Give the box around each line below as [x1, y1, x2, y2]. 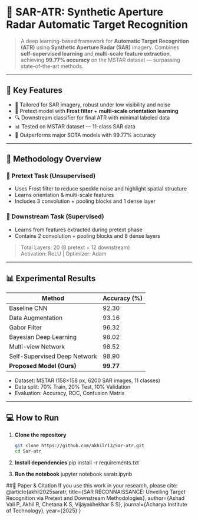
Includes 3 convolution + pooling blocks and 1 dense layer [14, 198, 156, 205]
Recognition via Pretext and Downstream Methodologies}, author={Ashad [6, 495, 185, 502]
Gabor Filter [9, 323, 42, 331]
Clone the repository [14, 431, 67, 438]
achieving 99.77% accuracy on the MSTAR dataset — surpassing [20, 56, 181, 63]
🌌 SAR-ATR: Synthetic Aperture [6, 5, 164, 19]
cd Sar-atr [14, 448, 42, 454]
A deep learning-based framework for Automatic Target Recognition [20, 37, 190, 44]
